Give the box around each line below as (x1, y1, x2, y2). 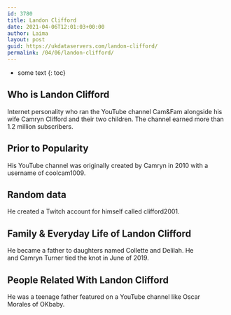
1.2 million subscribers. (7, 122, 73, 130)
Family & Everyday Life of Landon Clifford (7, 227, 191, 239)
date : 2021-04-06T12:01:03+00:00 (7, 23, 105, 30)
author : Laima (7, 29, 49, 37)
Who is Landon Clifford (7, 89, 110, 101)
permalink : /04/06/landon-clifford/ (7, 50, 114, 57)
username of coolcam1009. (7, 169, 86, 177)
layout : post (7, 36, 45, 43)
